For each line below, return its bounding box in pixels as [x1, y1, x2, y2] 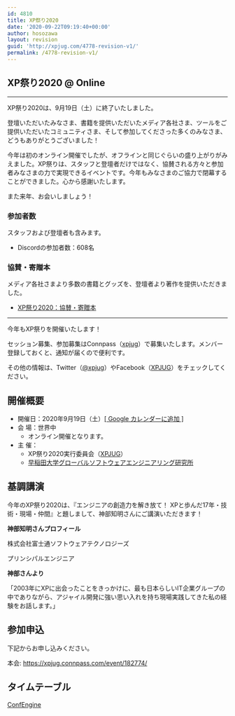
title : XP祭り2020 [7, 17, 59, 24]
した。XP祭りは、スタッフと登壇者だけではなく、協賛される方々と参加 [19, 159, 224, 168]
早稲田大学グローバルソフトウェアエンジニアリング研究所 [27, 458, 194, 467]
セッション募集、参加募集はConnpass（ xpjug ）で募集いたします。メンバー [7, 340, 224, 348]
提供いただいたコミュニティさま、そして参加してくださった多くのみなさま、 [7, 127, 227, 135]
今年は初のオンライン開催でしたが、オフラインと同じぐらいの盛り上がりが [7, 151, 222, 159]
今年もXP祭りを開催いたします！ [7, 325, 101, 333]
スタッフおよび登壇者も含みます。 [7, 228, 105, 237]
